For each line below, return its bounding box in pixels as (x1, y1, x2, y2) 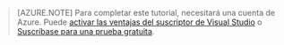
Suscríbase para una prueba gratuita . (16, 26, 155, 36)
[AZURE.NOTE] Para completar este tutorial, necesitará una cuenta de (16, 8, 275, 18)
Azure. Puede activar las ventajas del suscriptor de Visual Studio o (16, 17, 262, 27)
